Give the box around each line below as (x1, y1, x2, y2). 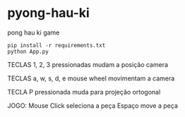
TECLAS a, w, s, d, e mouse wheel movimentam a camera (7, 74, 175, 82)
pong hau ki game (7, 28, 60, 37)
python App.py (7, 48, 49, 55)
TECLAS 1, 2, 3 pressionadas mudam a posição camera (7, 60, 168, 68)
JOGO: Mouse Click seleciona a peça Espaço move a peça (7, 101, 178, 110)
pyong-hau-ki (7, 5, 90, 21)
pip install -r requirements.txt (7, 42, 106, 49)
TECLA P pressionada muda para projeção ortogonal (7, 87, 161, 96)
